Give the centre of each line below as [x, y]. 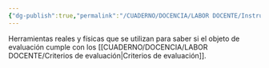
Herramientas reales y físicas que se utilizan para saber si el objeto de [124, 38]
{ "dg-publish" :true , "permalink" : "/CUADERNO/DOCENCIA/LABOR [109, 16]
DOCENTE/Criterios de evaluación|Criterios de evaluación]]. [107, 55]
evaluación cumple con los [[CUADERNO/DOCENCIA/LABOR [108, 47]
